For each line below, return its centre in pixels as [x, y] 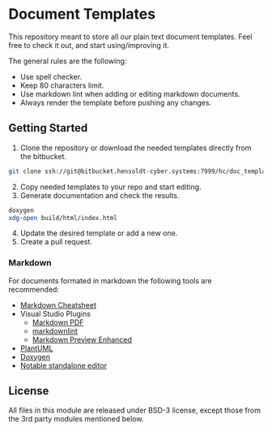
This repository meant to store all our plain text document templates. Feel [130, 37]
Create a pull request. [56, 242]
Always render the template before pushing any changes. [116, 102]
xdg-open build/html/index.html [63, 218]
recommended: [34, 289]
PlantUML [36, 348]
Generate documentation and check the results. [100, 195]
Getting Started [48, 128]
